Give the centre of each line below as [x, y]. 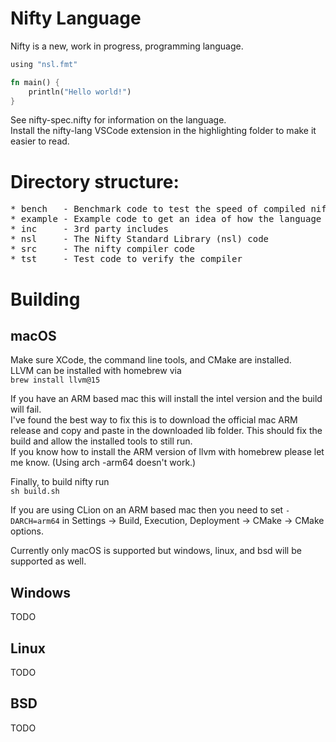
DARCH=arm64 [35, 522]
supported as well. [48, 561]
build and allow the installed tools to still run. [101, 441]
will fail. [26, 409]
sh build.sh [35, 492]
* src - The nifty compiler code [103, 249]
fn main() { [35, 82]
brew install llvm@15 [55, 380]
